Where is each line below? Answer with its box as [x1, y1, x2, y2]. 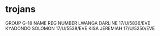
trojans [5, 3, 36, 15]
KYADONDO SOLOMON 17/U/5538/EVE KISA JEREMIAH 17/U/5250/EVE [5, 25, 155, 31]
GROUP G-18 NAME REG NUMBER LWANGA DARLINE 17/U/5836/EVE [5, 20, 151, 26]
